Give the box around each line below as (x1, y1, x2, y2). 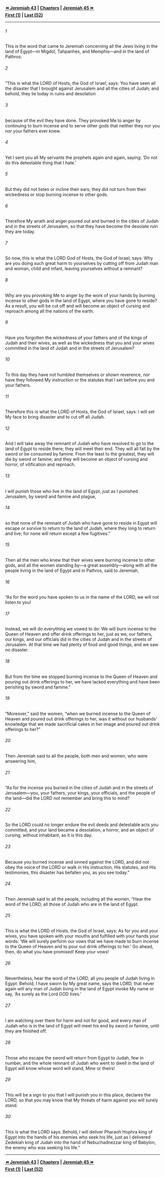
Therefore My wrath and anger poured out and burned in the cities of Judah (5, 218, 159, 224)
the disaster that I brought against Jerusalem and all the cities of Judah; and (5, 85, 159, 91)
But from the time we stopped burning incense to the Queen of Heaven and (5, 674, 158, 680)
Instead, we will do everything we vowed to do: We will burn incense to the (5, 626, 156, 632)
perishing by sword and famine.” (5, 684, 71, 690)
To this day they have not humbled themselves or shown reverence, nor (5, 372, 150, 378)
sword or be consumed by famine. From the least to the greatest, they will (5, 451, 155, 457)
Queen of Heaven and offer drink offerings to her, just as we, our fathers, (5, 631, 153, 637)
